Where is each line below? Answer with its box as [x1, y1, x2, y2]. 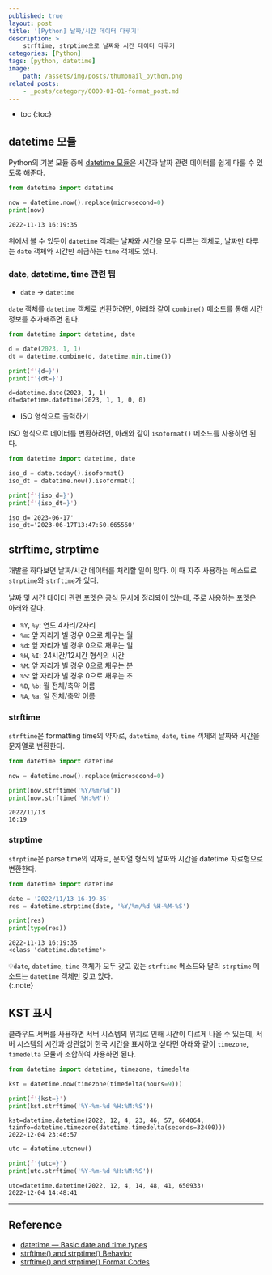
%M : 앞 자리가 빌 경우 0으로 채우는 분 [19, 661, 134, 670]
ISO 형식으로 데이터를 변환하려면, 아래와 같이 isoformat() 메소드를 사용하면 [8, 428, 249, 438]
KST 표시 [8, 1005, 53, 1020]
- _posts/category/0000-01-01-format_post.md [23, 87, 180, 96]
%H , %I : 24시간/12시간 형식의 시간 [19, 650, 125, 660]
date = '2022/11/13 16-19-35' [8, 895, 111, 903]
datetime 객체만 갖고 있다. [29, 971, 113, 981]
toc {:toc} [19, 109, 53, 119]
